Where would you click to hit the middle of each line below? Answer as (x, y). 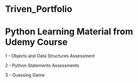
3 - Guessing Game (25, 75)
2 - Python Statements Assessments (42, 66)
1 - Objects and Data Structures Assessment (50, 56)
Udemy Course (36, 42)
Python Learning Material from (69, 32)
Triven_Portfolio (39, 9)
